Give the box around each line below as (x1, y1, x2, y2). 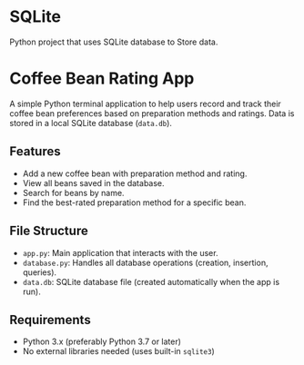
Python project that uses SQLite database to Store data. (9, 36, 218, 47)
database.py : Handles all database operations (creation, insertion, (22, 257, 269, 268)
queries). (22, 266, 57, 278)
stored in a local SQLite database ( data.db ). (9, 117, 173, 128)
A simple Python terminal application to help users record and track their (9, 98, 282, 109)
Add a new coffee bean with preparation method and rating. (22, 168, 248, 179)
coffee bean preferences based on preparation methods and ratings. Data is (9, 107, 295, 119)
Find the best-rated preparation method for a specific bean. (22, 197, 247, 208)
